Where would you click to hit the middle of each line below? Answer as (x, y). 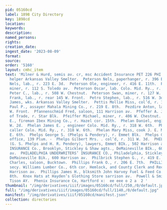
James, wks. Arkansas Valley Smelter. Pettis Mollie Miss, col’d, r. (84, 103)
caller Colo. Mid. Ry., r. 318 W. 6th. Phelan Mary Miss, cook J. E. (84, 130)
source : (13, 61)
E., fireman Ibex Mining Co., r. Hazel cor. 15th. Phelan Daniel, (81, 121)
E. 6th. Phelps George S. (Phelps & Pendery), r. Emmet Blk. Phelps (84, 135)
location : (15, 24)
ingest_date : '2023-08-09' (33, 51)
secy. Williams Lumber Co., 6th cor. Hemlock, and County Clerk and (82, 167)
